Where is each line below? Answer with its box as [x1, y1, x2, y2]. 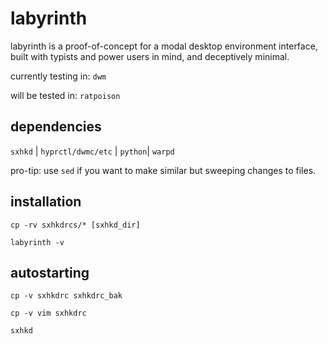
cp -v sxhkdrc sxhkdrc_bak [10, 291, 123, 301]
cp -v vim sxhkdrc [10, 308, 87, 319]
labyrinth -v [10, 237, 65, 247]
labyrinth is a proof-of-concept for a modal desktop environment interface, [10, 40, 318, 52]
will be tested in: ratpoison [10, 89, 121, 101]
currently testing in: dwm [10, 70, 107, 82]
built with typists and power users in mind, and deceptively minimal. [10, 50, 290, 62]
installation [10, 193, 82, 211]
